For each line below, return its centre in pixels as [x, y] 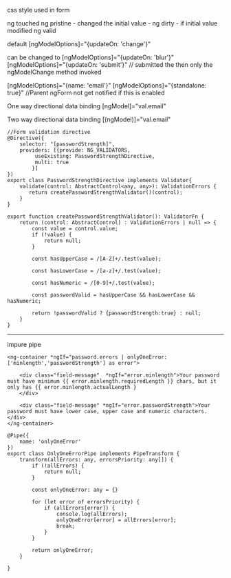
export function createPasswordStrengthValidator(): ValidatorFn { [106, 217]
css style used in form [38, 10]
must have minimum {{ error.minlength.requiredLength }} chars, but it [112, 381]
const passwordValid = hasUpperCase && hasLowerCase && [113, 295]
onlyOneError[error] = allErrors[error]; [116, 520]
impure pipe [24, 345]
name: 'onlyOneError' [50, 441]
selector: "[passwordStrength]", [67, 144]
